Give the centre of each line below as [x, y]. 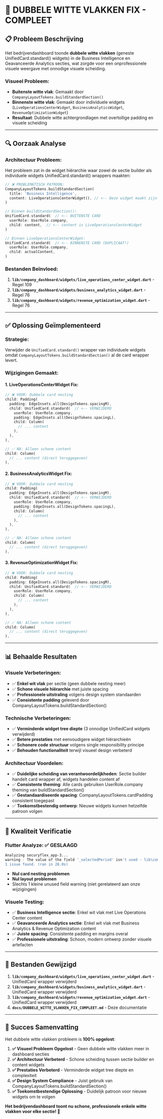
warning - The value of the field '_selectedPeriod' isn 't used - [73, 860]
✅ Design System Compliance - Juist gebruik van [62, 1080]
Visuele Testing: [25, 902]
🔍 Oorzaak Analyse [36, 143]
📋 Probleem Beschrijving [44, 39]
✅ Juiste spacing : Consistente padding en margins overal [70, 934]
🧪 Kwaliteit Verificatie [38, 831]
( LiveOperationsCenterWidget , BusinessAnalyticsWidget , [68, 107]
